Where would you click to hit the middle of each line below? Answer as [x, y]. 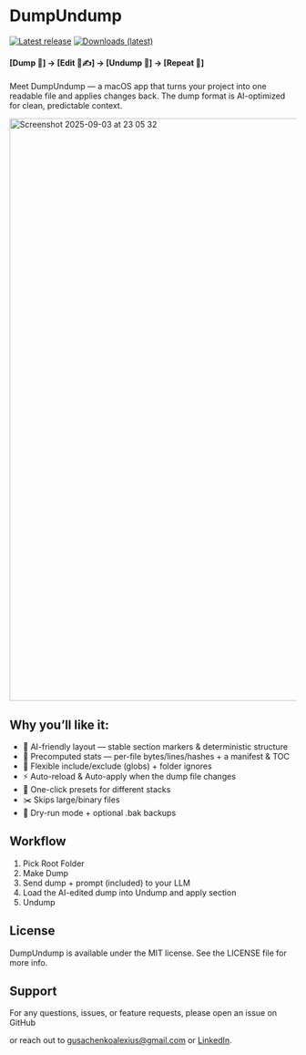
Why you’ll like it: [59, 724]
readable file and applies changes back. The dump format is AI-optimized [148, 96]
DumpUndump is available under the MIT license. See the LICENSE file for [148, 953]
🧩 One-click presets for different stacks [97, 789]
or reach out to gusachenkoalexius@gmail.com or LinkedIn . [121, 1040]
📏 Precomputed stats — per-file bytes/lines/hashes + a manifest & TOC [156, 756]
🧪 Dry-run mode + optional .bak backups [99, 812]
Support [33, 991]
